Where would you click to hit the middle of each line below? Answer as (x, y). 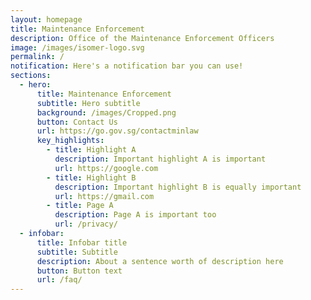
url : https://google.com (106, 168)
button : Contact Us (77, 122)
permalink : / (37, 57)
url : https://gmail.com (104, 196)
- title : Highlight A (91, 150)
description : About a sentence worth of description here (160, 261)
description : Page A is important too (135, 215)
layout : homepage (46, 19)
